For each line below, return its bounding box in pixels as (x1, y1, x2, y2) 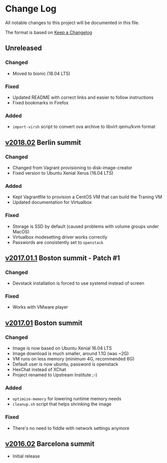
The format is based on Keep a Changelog (5, 29, 92, 35)
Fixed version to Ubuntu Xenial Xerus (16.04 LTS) (12, 170, 113, 176)
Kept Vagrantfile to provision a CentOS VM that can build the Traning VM (12, 194, 162, 200)
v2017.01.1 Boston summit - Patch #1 (5, 254, 120, 262)
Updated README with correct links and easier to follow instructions (12, 94, 154, 100)
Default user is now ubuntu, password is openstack (12, 361, 118, 367)
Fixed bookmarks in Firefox (12, 99, 69, 105)
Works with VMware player (12, 304, 68, 310)
